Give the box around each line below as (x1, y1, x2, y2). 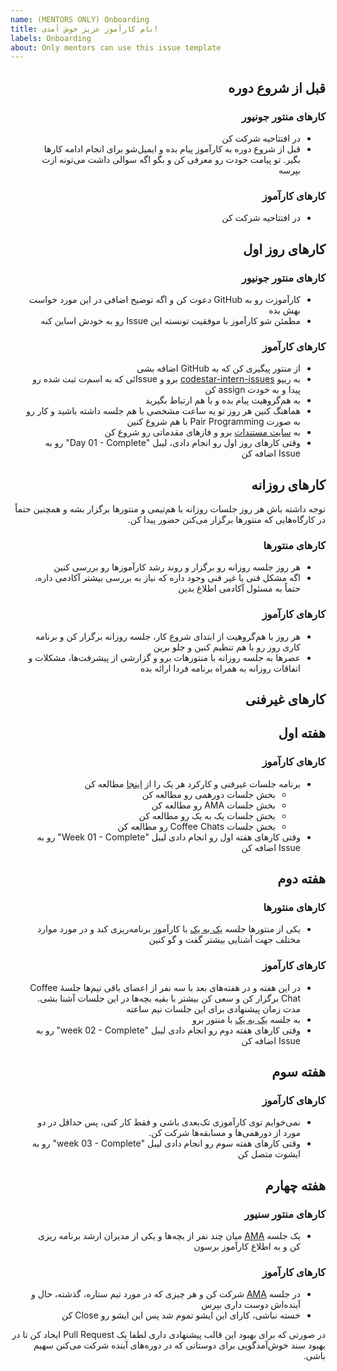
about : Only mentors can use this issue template (10, 42, 222, 53)
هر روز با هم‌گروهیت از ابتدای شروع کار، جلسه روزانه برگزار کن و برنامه (35, 630, 301, 642)
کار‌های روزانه (251, 476, 326, 493)
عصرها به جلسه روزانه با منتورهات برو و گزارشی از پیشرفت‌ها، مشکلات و (28, 651, 301, 663)
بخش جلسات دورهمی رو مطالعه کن (141, 788, 276, 800)
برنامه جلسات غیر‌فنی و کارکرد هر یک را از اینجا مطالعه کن (84, 777, 301, 790)
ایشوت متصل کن (237, 1148, 301, 1160)
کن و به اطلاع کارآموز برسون (193, 1241, 301, 1253)
